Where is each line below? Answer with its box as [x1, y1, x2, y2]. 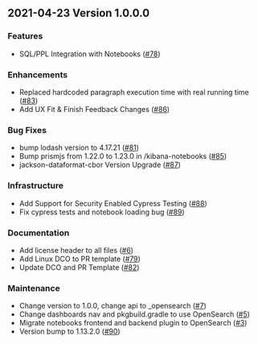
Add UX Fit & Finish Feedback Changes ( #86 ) [18, 104, 170, 114]
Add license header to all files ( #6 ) [18, 245, 134, 255]
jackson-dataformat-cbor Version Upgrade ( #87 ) [18, 160, 182, 170]
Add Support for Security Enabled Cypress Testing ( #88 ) [18, 198, 208, 208]
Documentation [7, 227, 70, 238]
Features [7, 31, 43, 42]
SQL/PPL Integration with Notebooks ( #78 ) [18, 48, 162, 59]
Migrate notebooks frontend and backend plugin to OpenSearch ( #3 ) [18, 318, 248, 328]
